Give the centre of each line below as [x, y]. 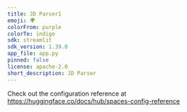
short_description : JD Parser [52, 73]
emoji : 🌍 [21, 21]
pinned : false [28, 60]
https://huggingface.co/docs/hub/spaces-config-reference [94, 101]
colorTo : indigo [31, 34]
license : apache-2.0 [38, 67]
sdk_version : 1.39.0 [38, 47]
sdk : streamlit [30, 40]
